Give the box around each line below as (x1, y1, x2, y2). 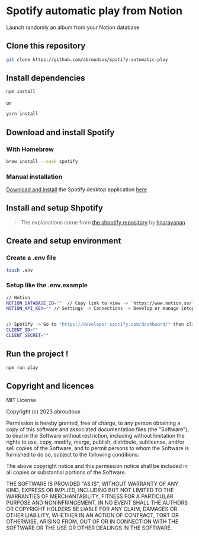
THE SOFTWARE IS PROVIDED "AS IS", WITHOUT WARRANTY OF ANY (6, 480, 179, 487)
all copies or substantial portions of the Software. (6, 469, 126, 476)
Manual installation (6, 172, 63, 181)
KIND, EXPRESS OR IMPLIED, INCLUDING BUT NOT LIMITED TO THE (6, 487, 174, 494)
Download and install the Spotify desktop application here (6, 186, 147, 193)
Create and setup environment (6, 236, 121, 246)
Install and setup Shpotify (6, 203, 104, 213)
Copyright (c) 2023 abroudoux (6, 408, 81, 415)
